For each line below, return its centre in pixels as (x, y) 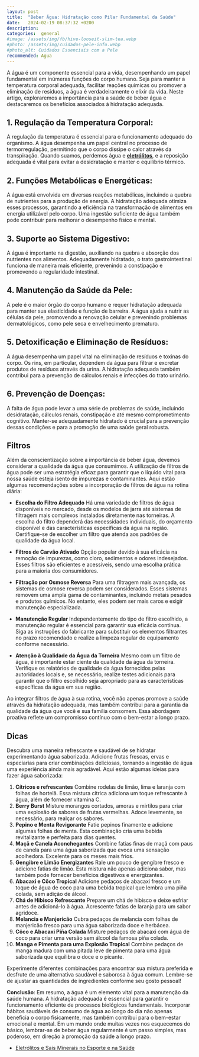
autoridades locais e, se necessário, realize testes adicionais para (95, 674)
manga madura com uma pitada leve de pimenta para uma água (93, 950)
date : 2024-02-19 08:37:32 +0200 (50, 23)
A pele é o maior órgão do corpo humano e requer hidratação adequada (94, 304)
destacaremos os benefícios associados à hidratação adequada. (85, 104)
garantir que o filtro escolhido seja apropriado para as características (99, 681)
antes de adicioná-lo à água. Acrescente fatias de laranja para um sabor (103, 907)
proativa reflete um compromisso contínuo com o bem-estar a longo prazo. (98, 718)
